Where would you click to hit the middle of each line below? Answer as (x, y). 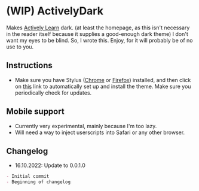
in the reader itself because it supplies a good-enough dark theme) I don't (97, 34)
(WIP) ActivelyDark (55, 11)
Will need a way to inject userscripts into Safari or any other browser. (100, 132)
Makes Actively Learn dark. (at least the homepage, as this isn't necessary (98, 28)
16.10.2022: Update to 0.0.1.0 (50, 165)
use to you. (20, 47)
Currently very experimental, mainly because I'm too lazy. (86, 126)
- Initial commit (28, 177)
